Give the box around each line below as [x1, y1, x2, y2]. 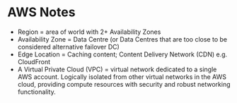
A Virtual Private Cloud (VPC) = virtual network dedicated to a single [17, 65, 217, 73]
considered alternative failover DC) [17, 42, 120, 51]
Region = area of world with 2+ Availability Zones [17, 28, 161, 36]
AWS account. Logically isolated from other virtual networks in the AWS [17, 72, 226, 81]
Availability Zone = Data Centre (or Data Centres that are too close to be [17, 35, 228, 43]
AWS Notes [7, 4, 76, 20]
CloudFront [17, 57, 51, 66]
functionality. [17, 87, 56, 96]
